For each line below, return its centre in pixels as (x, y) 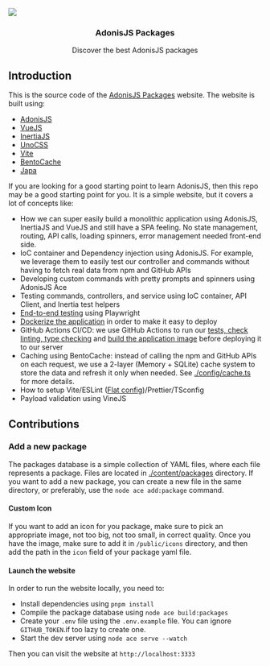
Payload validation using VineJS (73, 399)
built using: (27, 104)
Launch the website (42, 570)
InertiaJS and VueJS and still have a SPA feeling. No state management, (139, 228)
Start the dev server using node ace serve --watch (103, 638)
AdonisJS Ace (43, 287)
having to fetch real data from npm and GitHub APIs (105, 271)
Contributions (44, 424)
